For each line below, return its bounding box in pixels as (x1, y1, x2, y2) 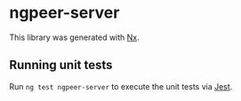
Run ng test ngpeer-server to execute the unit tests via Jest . (9, 81, 233, 91)
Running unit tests (9, 58, 113, 73)
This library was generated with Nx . (9, 32, 140, 43)
